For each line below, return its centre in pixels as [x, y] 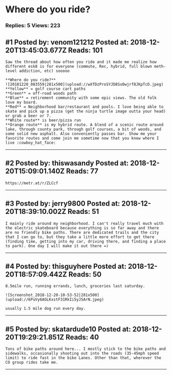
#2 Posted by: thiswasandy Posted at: [67, 163]
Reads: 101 [86, 50]
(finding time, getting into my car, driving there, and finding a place [86, 241]
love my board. [21, 102]
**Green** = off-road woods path [41, 93]
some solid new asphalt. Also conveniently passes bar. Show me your [81, 134]
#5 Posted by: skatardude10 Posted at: [68, 329]
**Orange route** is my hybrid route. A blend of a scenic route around [84, 125]
